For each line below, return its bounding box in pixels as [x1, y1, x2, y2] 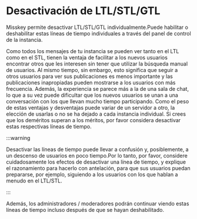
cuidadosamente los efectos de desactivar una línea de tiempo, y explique [6, 158, 186, 165]
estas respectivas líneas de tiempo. [6, 123, 92, 130]
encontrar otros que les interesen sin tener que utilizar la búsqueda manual [6, 60, 188, 67]
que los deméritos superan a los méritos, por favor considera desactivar [6, 116, 181, 123]
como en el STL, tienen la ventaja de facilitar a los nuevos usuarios [6, 54, 168, 61]
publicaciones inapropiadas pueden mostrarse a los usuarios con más [6, 79, 176, 86]
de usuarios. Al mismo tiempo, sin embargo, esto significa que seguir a [6, 66, 178, 73]
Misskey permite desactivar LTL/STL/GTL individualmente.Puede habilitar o [6, 24, 188, 31]
